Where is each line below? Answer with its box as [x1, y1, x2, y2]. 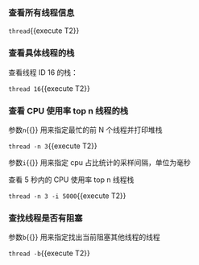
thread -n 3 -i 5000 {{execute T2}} [8, 191, 126, 201]
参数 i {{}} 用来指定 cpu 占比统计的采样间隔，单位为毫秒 [8, 157, 191, 167]
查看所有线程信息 [8, 6, 75, 18]
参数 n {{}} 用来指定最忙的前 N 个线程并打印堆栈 [8, 125, 163, 135]
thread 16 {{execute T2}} [8, 83, 90, 93]
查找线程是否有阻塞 [8, 212, 83, 223]
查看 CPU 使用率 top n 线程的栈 [8, 105, 129, 116]
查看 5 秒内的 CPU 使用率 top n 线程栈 [8, 175, 135, 184]
